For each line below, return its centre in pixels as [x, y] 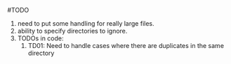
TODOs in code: [41, 38]
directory [41, 53]
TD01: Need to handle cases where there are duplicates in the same [126, 46]
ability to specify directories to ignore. [72, 31]
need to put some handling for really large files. [86, 23]
